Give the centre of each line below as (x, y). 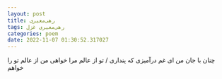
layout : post (27, 14)
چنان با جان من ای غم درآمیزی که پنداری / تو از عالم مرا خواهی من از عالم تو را (111, 60)
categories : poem (33, 34)
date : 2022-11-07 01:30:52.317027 (58, 40)
